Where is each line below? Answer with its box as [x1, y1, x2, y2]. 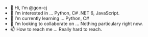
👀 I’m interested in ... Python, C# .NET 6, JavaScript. [10, 10, 120, 16]
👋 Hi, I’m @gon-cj [10, 5, 47, 10]
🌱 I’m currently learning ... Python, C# [10, 15, 89, 21]
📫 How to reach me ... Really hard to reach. [10, 26, 102, 32]
